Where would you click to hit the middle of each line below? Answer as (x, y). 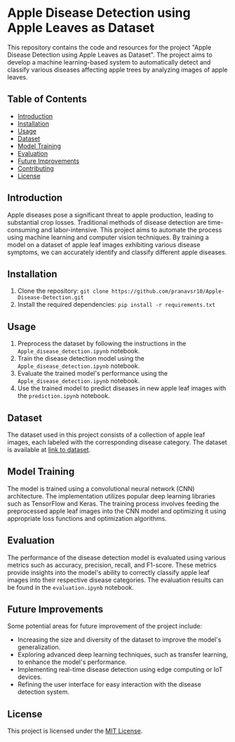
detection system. (43, 692)
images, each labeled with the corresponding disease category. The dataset (117, 442)
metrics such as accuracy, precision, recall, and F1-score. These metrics (112, 565)
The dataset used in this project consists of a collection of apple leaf (106, 435)
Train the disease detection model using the (81, 359)
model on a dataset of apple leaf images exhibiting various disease (104, 244)
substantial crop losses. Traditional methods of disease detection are (107, 222)
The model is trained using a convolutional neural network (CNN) (101, 489)
